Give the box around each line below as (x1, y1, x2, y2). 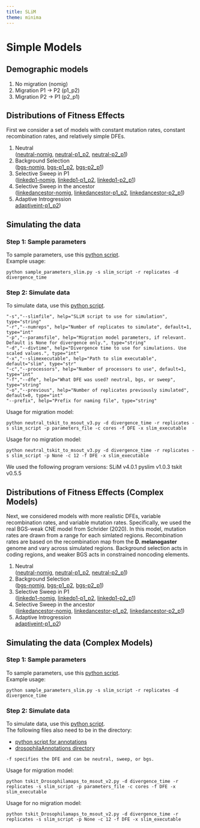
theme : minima (6, 14, 42, 20)
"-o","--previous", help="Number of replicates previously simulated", (6, 388, 189, 394)
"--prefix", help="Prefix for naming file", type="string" (6, 398, 157, 404)
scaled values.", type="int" (6, 350, 79, 357)
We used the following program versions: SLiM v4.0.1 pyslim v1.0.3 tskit (6, 463, 182, 471)
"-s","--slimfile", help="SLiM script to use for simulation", (6, 314, 168, 320)
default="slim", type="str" (6, 361, 77, 367)
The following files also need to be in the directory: (6, 726, 132, 734)
